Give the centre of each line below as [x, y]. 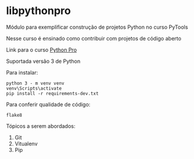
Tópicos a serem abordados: [41, 126]
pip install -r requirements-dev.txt [52, 93]
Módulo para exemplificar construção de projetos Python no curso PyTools [97, 27]
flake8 [14, 115]
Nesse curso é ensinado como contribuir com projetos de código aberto [94, 38]
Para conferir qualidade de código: [48, 104]
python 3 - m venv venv [35, 83]
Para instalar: [22, 72]
